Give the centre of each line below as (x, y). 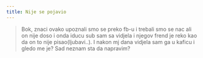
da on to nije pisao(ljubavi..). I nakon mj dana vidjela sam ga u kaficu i (108, 42)
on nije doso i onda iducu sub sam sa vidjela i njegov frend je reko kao (109, 35)
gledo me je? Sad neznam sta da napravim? (76, 48)
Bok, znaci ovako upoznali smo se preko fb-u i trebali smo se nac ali (106, 29)
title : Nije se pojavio (36, 12)
